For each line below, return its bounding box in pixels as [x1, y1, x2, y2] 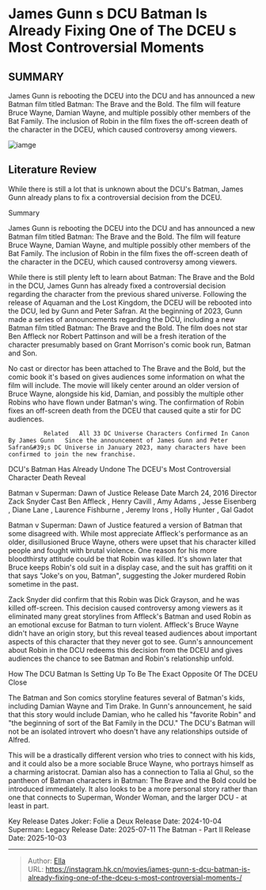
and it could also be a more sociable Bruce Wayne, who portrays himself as [8, 758, 254, 768]
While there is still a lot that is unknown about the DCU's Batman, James [8, 184, 244, 194]
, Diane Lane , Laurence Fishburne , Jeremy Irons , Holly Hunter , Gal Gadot [8, 504, 254, 514]
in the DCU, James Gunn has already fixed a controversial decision [8, 281, 226, 290]
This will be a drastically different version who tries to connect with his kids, [8, 750, 256, 760]
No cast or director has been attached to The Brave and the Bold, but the [8, 363, 246, 373]
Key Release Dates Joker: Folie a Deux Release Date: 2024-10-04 [8, 816, 222, 826]
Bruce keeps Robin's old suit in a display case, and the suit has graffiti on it [8, 562, 253, 572]
